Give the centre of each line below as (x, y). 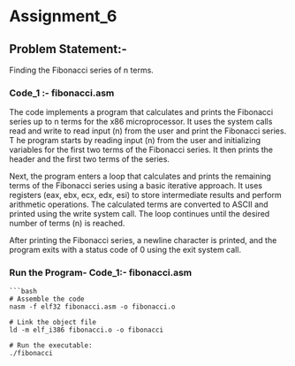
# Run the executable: (51, 345)
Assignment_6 (63, 16)
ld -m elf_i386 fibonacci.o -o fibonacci (87, 330)
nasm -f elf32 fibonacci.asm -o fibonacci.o (92, 307)
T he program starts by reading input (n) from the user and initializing (135, 141)
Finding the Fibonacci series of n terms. (82, 70)
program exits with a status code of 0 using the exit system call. (125, 250)
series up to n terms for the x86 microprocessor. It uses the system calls (141, 122)
